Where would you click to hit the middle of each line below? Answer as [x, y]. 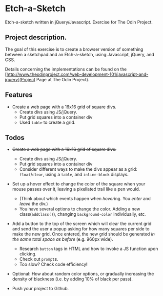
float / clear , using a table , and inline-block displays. [74, 175]
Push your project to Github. [41, 289]
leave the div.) [34, 204]
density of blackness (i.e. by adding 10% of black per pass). [72, 279]
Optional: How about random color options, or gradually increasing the [83, 274]
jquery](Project [20, 79]
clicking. [28, 254]
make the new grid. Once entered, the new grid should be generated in [83, 234]
